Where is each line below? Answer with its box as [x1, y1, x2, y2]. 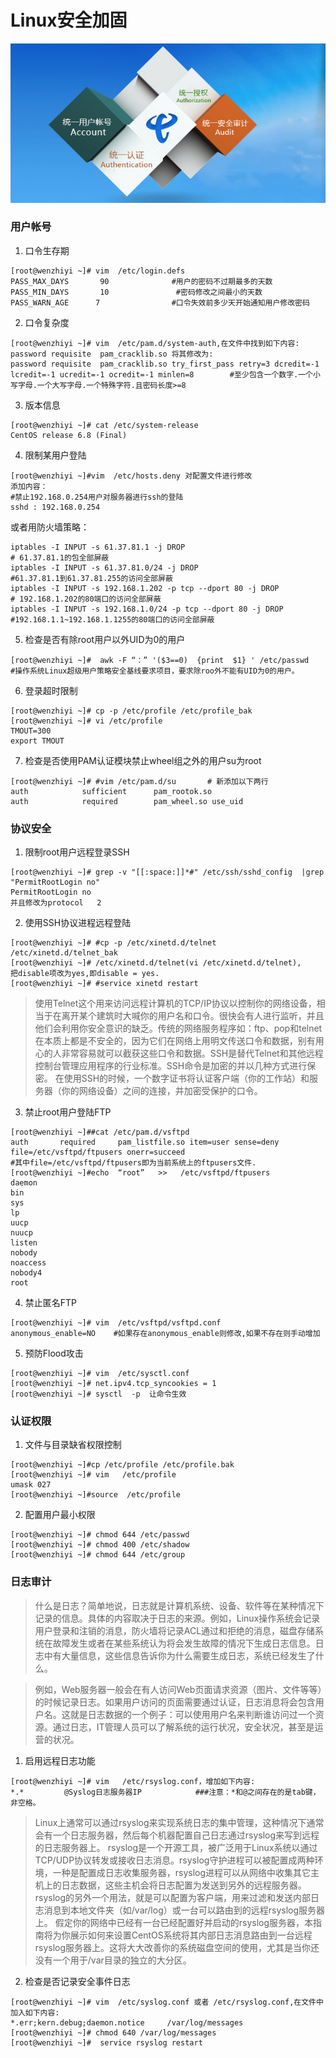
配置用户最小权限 [24, 1509, 96, 1521]
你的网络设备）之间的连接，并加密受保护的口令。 [61, 1085, 263, 1097]
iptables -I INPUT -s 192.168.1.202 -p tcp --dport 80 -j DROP [10, 583, 280, 593]
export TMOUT [10, 736, 65, 746]
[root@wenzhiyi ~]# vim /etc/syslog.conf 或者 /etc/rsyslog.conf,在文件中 [10, 1997, 324, 2007]
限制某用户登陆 [24, 449, 87, 461]
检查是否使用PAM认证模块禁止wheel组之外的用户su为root [24, 754, 262, 766]
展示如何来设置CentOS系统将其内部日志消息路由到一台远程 [69, 1929, 313, 1941]
